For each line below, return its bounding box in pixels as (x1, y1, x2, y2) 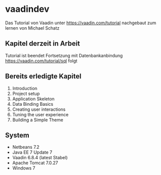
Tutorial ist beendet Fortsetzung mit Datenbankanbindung (5, 52, 123, 58)
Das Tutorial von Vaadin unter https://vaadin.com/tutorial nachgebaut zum (5, 20, 157, 26)
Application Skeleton (12, 95, 55, 102)
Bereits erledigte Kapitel (5, 72, 82, 81)
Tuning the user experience (12, 111, 69, 117)
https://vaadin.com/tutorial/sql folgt (5, 58, 78, 64)
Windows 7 (12, 165, 36, 171)
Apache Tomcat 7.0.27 (12, 160, 58, 166)
